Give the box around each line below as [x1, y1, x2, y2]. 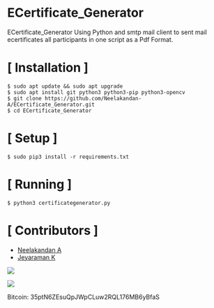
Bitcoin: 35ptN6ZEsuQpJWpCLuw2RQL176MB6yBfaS [7, 293, 160, 301]
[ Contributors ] [7, 222, 99, 238]
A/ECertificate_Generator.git [7, 101, 95, 108]
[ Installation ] [7, 60, 89, 76]
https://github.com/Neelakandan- [44, 95, 142, 102]
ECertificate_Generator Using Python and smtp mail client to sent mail [7, 28, 207, 36]
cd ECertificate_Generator [13, 107, 92, 114]
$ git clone [7, 95, 42, 102]
